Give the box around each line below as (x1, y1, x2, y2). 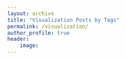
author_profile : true (7, 29, 70, 37)
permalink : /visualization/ (7, 23, 89, 30)
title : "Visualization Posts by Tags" (7, 17, 120, 23)
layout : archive (7, 10, 54, 17)
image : (19, 42, 39, 49)
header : (7, 36, 30, 43)
